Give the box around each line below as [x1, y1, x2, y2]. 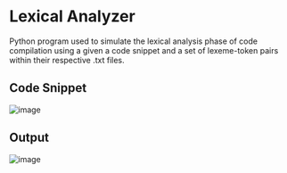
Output [9, 130, 49, 145]
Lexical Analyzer [9, 6, 135, 27]
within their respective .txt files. [9, 54, 125, 65]
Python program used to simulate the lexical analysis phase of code [9, 36, 258, 46]
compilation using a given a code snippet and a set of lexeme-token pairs [9, 45, 279, 55]
